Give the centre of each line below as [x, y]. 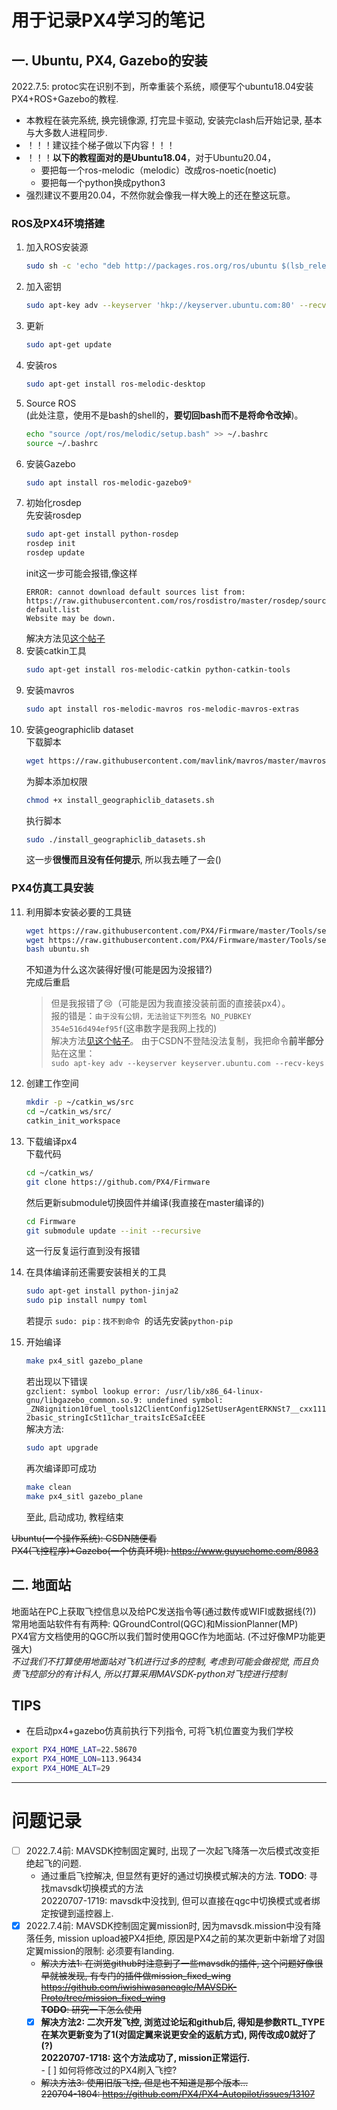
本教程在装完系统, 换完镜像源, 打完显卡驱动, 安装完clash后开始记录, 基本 [174, 120]
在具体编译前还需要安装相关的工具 [96, 1272]
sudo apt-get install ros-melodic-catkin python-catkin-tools [158, 670]
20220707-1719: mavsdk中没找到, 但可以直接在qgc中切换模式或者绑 [180, 1900]
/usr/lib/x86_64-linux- [214, 1392]
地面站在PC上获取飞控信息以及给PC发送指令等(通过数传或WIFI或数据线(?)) [164, 1611]
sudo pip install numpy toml [86, 1301]
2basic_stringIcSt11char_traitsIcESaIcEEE [115, 1418]
